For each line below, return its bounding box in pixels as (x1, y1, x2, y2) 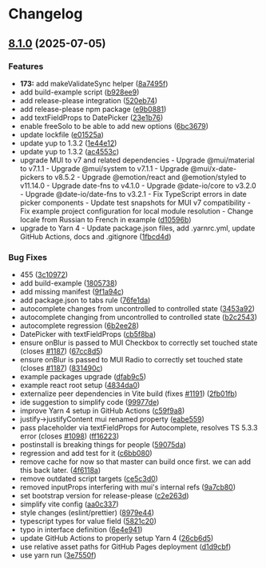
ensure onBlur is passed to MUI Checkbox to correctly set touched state (19, 338, 258, 348)
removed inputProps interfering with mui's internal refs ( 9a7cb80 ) (19, 482, 236, 492)
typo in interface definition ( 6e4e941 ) (19, 525, 143, 534)
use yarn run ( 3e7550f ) (19, 550, 97, 560)
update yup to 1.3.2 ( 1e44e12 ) (19, 138, 117, 148)
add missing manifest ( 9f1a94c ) (19, 287, 125, 297)
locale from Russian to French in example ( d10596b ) (19, 214, 192, 224)
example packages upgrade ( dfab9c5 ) (19, 372, 146, 382)
